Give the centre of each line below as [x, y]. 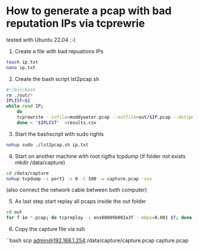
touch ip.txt [22, 62]
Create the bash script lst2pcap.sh [57, 79]
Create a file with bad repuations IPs [59, 51]
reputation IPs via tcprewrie [76, 23]
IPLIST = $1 [18, 101]
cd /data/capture [28, 173]
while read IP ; [25, 106]
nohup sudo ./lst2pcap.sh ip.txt [47, 145]
